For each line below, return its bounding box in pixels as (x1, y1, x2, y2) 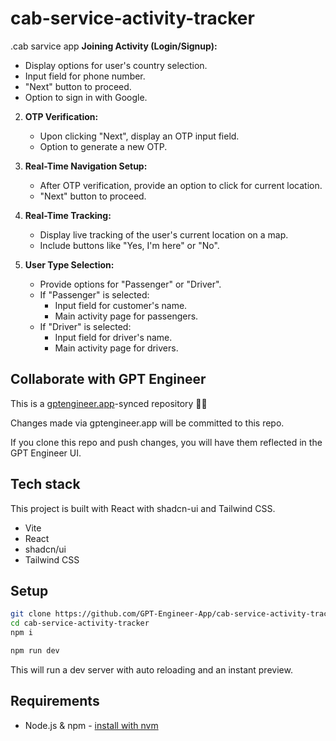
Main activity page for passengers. (54, 310, 199, 322)
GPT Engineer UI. (10, 447, 82, 459)
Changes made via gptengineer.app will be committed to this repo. (10, 417, 285, 429)
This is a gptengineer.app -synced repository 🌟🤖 (10, 397, 208, 409)
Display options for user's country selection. (24, 59, 208, 71)
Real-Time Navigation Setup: (24, 160, 148, 172)
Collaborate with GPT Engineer (10, 371, 207, 388)
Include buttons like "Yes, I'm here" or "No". (39, 239, 220, 251)
